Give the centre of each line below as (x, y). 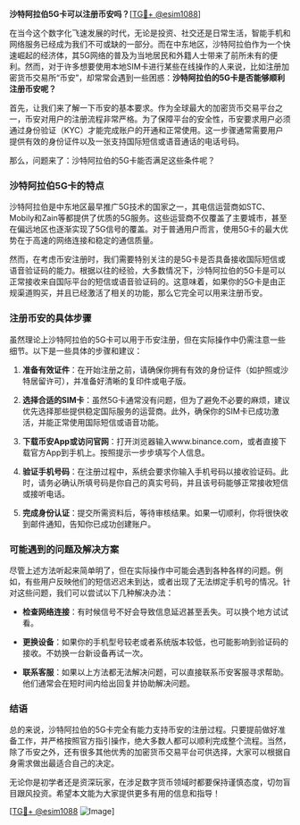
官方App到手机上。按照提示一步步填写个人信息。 (120, 452)
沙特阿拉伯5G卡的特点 (57, 185)
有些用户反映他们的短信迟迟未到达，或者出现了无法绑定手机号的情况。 (154, 581)
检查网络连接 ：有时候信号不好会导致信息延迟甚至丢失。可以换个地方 (147, 611)
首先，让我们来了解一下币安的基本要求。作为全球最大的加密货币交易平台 (142, 108)
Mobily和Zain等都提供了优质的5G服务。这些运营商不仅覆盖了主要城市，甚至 (148, 218)
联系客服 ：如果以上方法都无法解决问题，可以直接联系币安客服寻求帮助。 (155, 672)
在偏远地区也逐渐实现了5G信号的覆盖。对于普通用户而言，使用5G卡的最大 (145, 229)
